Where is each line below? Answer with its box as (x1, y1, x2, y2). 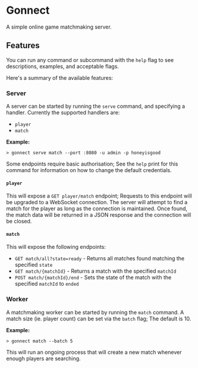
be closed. (6, 218, 32, 225)
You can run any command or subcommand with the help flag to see (6, 56, 174, 63)
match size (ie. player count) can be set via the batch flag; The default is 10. (6, 315, 191, 322)
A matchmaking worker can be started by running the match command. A (6, 308, 184, 316)
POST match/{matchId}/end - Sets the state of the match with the (14, 274, 172, 281)
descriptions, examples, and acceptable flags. (6, 63, 119, 70)
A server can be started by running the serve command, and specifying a (6, 102, 186, 110)
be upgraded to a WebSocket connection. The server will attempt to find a (6, 199, 188, 206)
